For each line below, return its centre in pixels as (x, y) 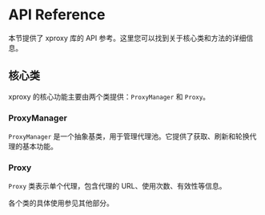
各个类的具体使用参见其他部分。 (61, 203)
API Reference (57, 15)
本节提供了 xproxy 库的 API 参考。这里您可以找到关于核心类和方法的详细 (127, 38)
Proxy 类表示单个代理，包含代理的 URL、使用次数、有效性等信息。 (117, 186)
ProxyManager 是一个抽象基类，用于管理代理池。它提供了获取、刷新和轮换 (129, 136)
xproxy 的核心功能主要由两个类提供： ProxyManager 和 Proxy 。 (109, 96)
